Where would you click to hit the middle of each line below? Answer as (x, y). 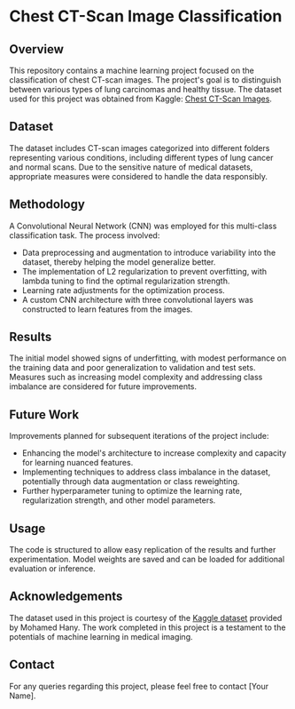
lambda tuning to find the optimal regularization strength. (126, 281)
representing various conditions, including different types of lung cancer (141, 157)
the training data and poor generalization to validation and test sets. (132, 368)
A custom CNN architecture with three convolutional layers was (138, 299)
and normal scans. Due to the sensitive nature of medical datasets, (131, 167)
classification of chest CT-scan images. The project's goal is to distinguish (145, 80)
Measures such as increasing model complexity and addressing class (136, 377)
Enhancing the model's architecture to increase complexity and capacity (154, 453)
